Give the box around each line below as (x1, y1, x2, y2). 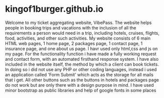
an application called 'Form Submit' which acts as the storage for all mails (5, 72, 154, 77)
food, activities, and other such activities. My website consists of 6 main (5, 35, 151, 41)
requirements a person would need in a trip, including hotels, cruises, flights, (5, 30, 160, 36)
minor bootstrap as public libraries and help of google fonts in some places (5, 87, 157, 93)
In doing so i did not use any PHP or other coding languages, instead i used (5, 66, 157, 72)
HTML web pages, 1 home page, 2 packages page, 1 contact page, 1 (5, 40, 143, 46)
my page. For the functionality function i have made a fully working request (5, 50, 157, 57)
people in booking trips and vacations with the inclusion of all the (5, 24, 136, 30)
